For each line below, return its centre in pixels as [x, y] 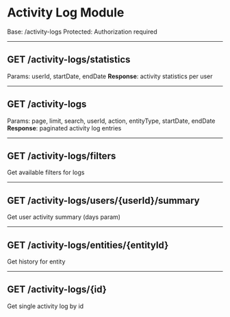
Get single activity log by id [46, 306]
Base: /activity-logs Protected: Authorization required [82, 32]
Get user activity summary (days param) [64, 217]
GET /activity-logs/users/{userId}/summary [103, 200]
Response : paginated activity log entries [64, 128]
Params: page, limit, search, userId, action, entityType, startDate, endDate [111, 121]
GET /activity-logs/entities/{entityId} [88, 245]
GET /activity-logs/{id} [57, 290]
